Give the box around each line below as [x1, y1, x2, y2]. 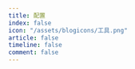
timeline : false [8, 41, 62, 49]
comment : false [8, 48, 59, 56]
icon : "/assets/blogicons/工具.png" [8, 26, 128, 34]
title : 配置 [8, 11, 46, 20]
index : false [8, 19, 52, 27]
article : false [8, 33, 59, 42]
